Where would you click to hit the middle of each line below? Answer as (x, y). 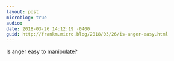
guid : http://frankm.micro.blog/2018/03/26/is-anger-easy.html (87, 34)
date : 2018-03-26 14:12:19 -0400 (48, 29)
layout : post (23, 12)
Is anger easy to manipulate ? (42, 51)
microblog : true (26, 18)
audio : (14, 23)
